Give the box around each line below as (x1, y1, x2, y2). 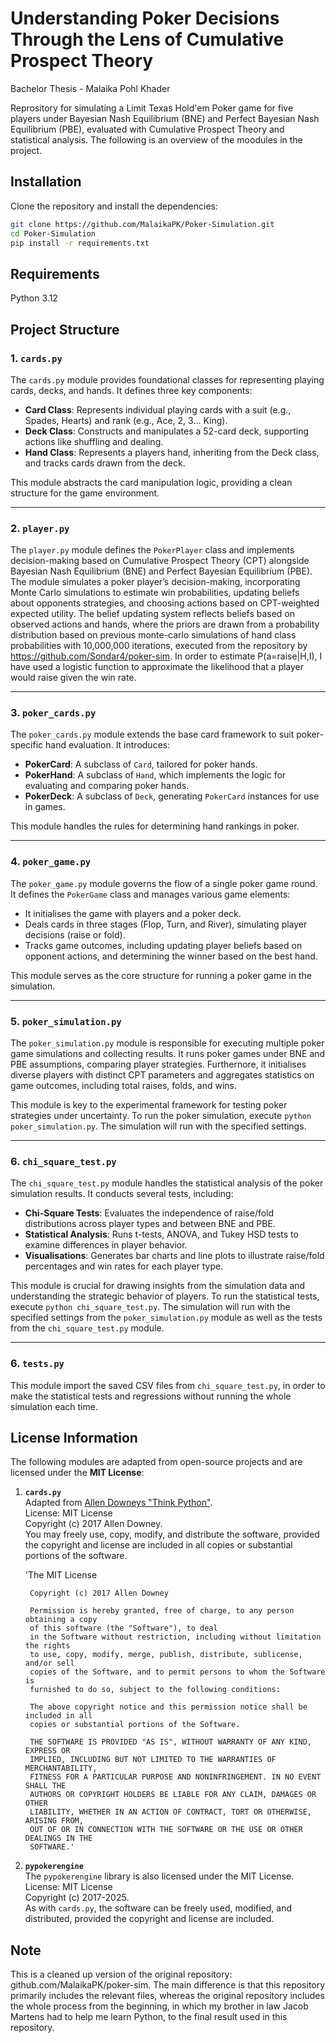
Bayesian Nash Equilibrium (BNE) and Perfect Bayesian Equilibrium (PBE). (10, 565, 313, 577)
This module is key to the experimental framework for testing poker (10, 1099, 288, 1111)
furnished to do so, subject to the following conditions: (29, 1685, 281, 1695)
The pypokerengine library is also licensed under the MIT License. (24, 1870, 295, 1882)
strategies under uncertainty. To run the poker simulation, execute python (10, 1110, 312, 1122)
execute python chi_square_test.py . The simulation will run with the (10, 1301, 291, 1313)
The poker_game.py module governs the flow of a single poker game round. (10, 877, 318, 889)
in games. (24, 801, 66, 813)
